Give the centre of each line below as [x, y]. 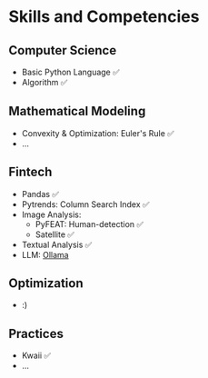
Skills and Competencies [104, 17]
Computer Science [63, 50]
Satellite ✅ [54, 234]
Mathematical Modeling [77, 111]
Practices [36, 333]
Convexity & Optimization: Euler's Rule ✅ [98, 133]
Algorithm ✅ [45, 82]
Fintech [30, 172]
